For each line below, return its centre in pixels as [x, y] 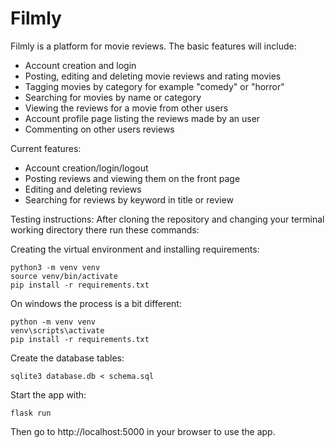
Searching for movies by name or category [113, 97]
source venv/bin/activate [64, 276]
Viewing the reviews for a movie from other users [126, 108]
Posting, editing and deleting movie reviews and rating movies [153, 76]
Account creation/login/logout [86, 168]
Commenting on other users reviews [99, 129]
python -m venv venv [53, 322]
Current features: [46, 148]
